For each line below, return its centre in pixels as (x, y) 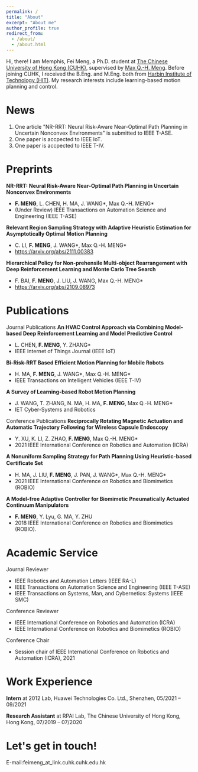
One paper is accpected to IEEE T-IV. (60, 145)
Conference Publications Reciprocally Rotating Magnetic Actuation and (95, 421)
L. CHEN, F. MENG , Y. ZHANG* (53, 345)
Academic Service (52, 553)
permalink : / (22, 12)
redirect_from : (25, 34)
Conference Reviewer (33, 611)
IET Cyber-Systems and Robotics (55, 409)
